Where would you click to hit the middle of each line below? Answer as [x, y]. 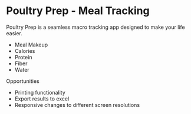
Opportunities [23, 81]
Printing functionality [40, 92]
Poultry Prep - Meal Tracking [78, 11]
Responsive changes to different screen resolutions [77, 105]
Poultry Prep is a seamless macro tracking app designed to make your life [95, 27]
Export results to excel [42, 99]
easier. [14, 33]
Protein [23, 57]
